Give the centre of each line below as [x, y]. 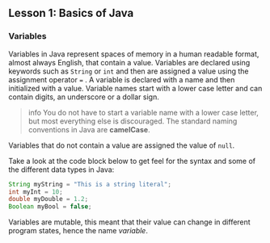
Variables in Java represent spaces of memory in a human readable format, [134, 54]
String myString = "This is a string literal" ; [90, 184]
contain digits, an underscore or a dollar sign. [84, 97]
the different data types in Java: [61, 170]
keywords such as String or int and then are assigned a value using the [129, 71]
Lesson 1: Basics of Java [71, 13]
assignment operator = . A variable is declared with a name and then [122, 79]
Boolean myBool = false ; [50, 207]
